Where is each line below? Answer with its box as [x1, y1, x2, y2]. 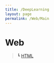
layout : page [5, 12, 32, 16]
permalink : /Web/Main [5, 16, 50, 21]
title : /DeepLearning [5, 7, 50, 12]
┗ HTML [17, 53, 34, 59]
